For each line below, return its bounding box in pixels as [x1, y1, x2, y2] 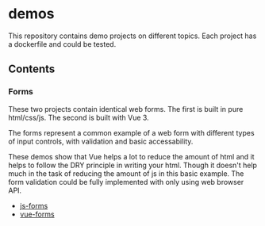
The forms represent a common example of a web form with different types [8, 128, 255, 137]
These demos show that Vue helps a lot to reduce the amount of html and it [8, 151, 255, 161]
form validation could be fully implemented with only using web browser [8, 177, 244, 186]
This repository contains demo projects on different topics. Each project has [8, 31, 257, 40]
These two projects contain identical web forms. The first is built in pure [8, 104, 244, 113]
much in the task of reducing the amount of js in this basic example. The [8, 168, 244, 178]
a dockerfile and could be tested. [8, 39, 117, 48]
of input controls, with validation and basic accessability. [8, 136, 194, 146]
